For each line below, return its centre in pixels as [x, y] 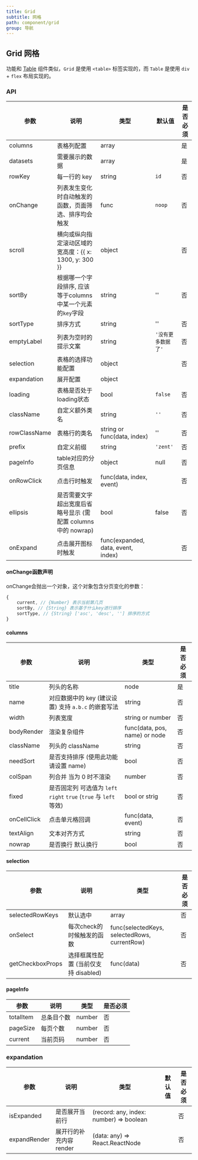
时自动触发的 [75, 197]
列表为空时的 [75, 338]
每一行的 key [75, 177]
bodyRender [26, 731]
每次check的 [85, 927]
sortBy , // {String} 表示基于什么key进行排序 [69, 608]
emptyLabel [26, 341]
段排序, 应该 [73, 286]
